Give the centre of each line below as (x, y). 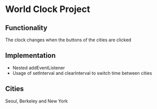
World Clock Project (48, 9)
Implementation (31, 56)
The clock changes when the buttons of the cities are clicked (68, 40)
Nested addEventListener (39, 68)
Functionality (26, 28)
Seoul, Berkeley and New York (37, 101)
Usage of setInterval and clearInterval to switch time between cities (82, 73)
